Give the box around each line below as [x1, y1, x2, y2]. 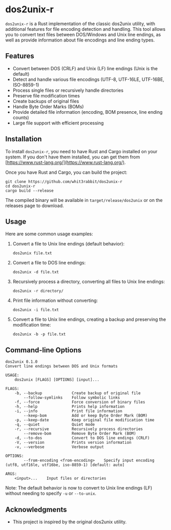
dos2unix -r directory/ [12, 289, 64, 294]
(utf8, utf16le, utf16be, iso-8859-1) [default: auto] [5, 462, 125, 467]
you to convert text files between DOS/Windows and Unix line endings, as [5, 31, 161, 37]
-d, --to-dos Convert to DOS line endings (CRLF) [14, 436, 150, 441]
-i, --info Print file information [14, 409, 123, 414]
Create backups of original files [12, 98, 79, 104]
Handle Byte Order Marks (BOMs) [12, 104, 84, 110]
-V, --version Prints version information [14, 440, 132, 445]
